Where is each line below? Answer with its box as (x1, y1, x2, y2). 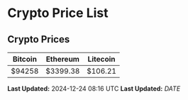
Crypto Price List (7, 5, 109, 21)
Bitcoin (12, 55, 38, 64)
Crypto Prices (7, 33, 70, 45)
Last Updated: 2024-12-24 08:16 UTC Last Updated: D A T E (7, 84, 181, 93)
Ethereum (45, 55, 80, 64)
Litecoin (87, 55, 116, 64)
